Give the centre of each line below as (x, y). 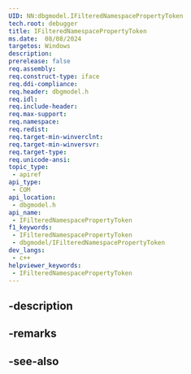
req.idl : (23, 99)
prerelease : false (39, 62)
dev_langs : (27, 250)
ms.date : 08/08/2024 (45, 39)
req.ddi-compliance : (43, 84)
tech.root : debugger (43, 24)
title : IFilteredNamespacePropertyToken (78, 31)
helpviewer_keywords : (45, 265)
